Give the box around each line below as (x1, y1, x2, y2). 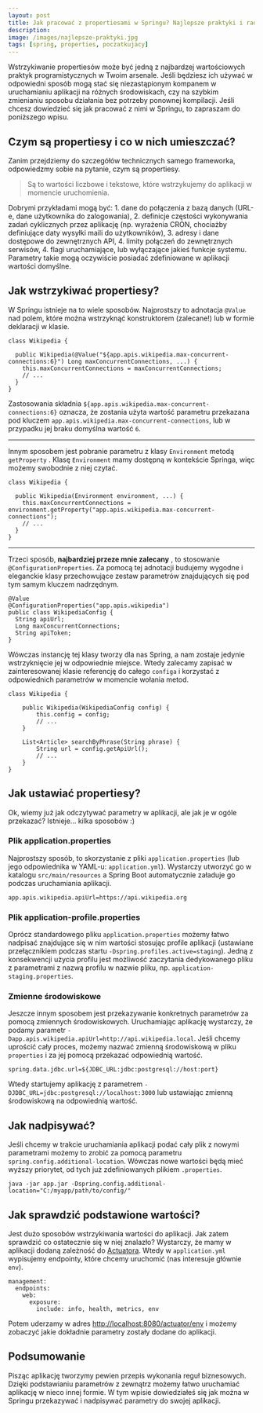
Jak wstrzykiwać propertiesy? (8, 284, 160, 298)
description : (8, 26, 51, 34)
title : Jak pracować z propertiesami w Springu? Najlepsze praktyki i (8, 19, 243, 27)
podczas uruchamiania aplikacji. (8, 878, 112, 888)
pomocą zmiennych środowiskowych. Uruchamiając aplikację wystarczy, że (8, 1017, 253, 1027)
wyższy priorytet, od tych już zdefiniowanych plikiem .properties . (8, 1165, 222, 1174)
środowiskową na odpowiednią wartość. (8, 1096, 139, 1106)
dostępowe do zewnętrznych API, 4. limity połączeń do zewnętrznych (8, 236, 233, 246)
